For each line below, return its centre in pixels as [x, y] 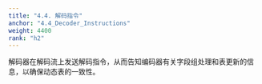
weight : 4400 [30, 30]
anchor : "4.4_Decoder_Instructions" [69, 23]
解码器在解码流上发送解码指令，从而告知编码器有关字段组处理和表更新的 [127, 62]
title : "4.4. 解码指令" [45, 16]
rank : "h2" [26, 38]
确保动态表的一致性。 [64, 72]
